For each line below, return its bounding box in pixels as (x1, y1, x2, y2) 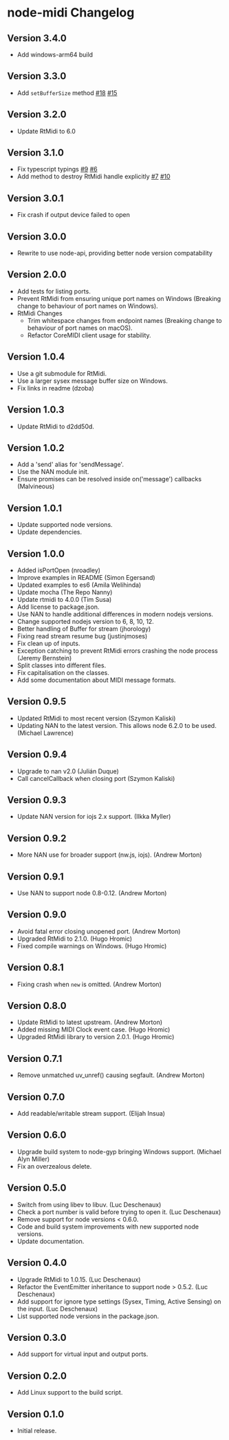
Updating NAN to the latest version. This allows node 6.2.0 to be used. (17, 721, 217, 729)
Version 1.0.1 (7, 502, 63, 514)
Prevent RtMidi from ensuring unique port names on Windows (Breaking (17, 294, 221, 302)
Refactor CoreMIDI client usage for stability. (27, 331, 151, 339)
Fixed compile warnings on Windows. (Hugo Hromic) (17, 941, 167, 950)
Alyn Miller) (17, 1155, 50, 1163)
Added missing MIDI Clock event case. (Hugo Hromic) (17, 1025, 171, 1034)
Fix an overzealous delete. (17, 1162, 92, 1170)
